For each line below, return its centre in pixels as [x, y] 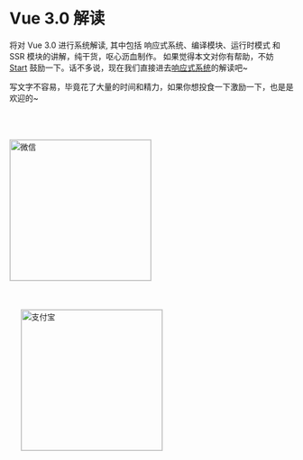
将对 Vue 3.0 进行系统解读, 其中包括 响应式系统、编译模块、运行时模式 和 [145, 45]
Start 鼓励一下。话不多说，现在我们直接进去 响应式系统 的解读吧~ [129, 68]
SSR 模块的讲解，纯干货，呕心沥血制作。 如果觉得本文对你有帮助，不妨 [142, 56]
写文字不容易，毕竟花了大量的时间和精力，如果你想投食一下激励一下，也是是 [151, 86]
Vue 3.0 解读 [57, 18]
